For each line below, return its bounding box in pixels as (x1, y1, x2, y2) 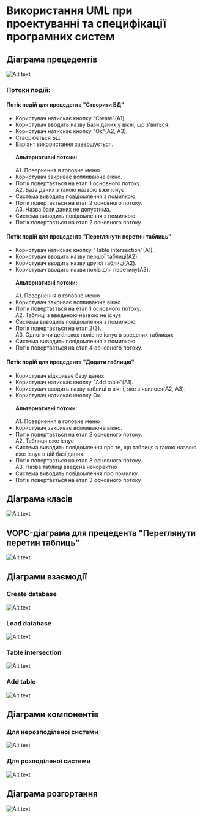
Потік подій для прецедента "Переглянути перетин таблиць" (6, 232, 172, 240)
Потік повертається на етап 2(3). (15, 324, 102, 332)
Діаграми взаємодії (6, 571, 87, 582)
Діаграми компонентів (6, 709, 99, 720)
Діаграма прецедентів (6, 54, 98, 64)
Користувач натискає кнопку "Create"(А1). (15, 115, 127, 122)
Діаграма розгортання (6, 789, 98, 799)
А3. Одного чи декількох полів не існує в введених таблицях (15, 331, 174, 338)
